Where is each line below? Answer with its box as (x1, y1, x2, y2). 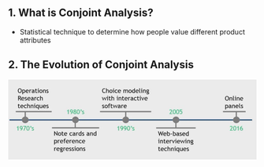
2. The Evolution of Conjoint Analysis (8, 58, 195, 71)
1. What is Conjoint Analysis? (8, 6, 154, 20)
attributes (19, 35, 51, 45)
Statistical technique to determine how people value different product (19, 27, 246, 36)
